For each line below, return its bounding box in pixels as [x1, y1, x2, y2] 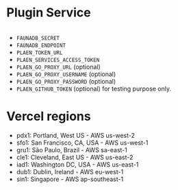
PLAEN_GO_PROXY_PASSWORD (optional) [16, 77, 116, 85]
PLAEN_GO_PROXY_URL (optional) [16, 62, 101, 71]
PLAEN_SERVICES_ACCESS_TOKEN [16, 56, 100, 63]
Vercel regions [6, 108, 91, 124]
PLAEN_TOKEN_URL [16, 49, 63, 56]
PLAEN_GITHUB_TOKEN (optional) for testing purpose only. [16, 84, 172, 93]
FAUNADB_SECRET [16, 34, 60, 42]
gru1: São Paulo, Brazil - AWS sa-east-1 [16, 145, 127, 154]
